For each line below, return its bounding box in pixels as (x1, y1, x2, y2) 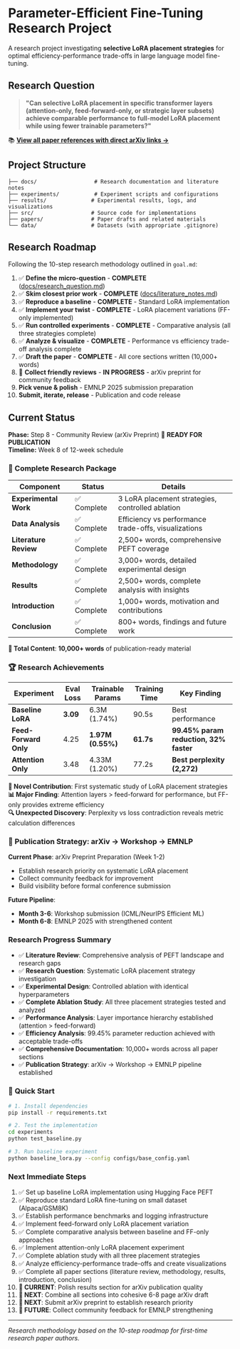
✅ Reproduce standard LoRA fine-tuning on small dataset (18, 1196, 187, 1205)
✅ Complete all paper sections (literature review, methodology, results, (18, 1268, 226, 1276)
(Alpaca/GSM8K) (18, 1204, 68, 1213)
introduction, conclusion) (18, 1275, 92, 1284)
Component (19, 482, 61, 492)
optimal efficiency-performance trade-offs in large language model (8, 51, 205, 60)
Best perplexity (171, 755, 225, 765)
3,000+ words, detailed (118, 556, 197, 566)
